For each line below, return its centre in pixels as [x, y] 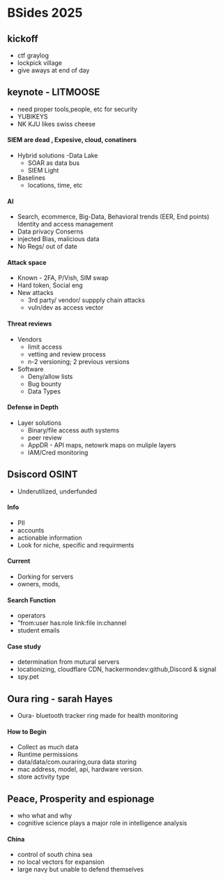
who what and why [45, 816]
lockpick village [40, 63]
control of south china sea [55, 855]
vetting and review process [67, 354]
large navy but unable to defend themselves [80, 870]
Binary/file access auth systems [74, 430]
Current [19, 561]
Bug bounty [44, 384]
